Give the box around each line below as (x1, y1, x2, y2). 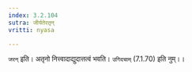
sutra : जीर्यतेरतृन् (8, 19, 55, 27)
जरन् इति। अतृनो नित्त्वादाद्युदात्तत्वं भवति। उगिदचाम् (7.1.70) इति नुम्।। (8, 54, 186, 63)
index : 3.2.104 (8, 11, 58, 20)
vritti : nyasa (8, 26, 55, 34)
